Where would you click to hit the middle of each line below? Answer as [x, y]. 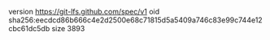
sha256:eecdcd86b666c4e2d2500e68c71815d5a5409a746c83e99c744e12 [135, 20]
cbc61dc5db [29, 28]
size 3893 [68, 28]
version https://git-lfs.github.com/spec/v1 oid [84, 12]
